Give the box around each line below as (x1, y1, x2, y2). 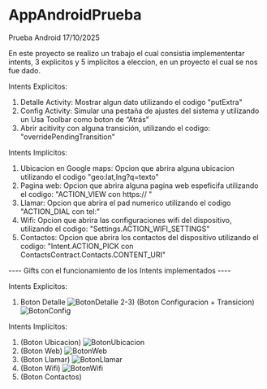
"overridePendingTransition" (19, 132, 116, 142)
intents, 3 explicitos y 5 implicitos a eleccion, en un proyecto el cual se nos (8, 57, 258, 67)
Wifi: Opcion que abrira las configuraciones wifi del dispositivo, (19, 215, 232, 225)
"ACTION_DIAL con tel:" (19, 206, 101, 216)
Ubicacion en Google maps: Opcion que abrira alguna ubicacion (19, 163, 235, 173)
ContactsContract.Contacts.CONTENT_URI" (19, 250, 166, 260)
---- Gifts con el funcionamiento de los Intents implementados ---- (8, 265, 231, 275)
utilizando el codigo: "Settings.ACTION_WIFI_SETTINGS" (19, 224, 210, 234)
